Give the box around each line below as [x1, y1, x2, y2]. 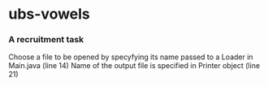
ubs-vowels [8, 5, 91, 24]
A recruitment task [8, 34, 84, 45]
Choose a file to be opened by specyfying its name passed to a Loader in [8, 52, 253, 62]
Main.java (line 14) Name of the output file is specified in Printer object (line [8, 61, 261, 71]
